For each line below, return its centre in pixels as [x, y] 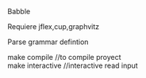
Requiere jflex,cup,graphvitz [54, 26]
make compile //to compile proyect [64, 57]
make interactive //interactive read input [73, 65]
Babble [19, 11]
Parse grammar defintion [48, 42]
